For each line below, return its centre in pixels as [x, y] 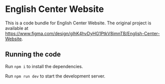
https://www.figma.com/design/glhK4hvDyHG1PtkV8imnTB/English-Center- [82, 33]
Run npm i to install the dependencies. [44, 66]
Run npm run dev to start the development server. [55, 76]
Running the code [33, 54]
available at [17, 28]
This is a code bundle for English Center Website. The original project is [78, 23]
